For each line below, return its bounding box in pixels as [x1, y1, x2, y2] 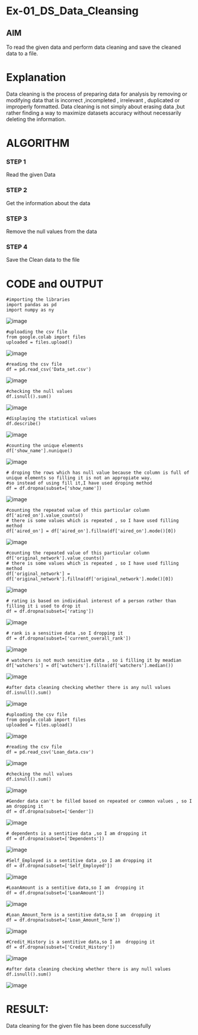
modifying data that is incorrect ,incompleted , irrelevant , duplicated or [6, 96, 180, 103]
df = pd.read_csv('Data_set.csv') [6, 367, 92, 373]
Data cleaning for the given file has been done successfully [6, 1023, 151, 1030]
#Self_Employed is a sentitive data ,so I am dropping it [6, 858, 152, 864]
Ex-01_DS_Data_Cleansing [6, 4, 139, 18]
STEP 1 [6, 158, 26, 166]
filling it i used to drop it [6, 603, 81, 609]
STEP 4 [6, 243, 28, 251]
